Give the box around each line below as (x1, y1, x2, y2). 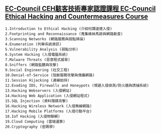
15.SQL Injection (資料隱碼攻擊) (5, 99, 68, 103)
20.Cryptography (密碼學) (5, 124, 55, 129)
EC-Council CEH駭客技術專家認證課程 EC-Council (5, 4, 156, 13)
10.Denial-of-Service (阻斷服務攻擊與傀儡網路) (5, 72, 95, 78)
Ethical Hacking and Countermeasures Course (5, 13, 148, 21)
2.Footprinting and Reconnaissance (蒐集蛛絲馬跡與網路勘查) (5, 31, 123, 36)
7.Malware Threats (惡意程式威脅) (5, 57, 70, 62)
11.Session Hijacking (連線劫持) (5, 78, 70, 83)
